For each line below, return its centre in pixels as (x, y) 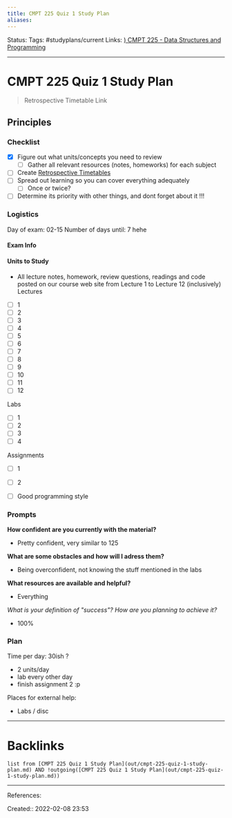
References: (24, 795)
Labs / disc (33, 711)
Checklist (23, 142)
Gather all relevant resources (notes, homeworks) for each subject (122, 165)
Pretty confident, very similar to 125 (68, 543)
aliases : (20, 20)
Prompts (22, 514)
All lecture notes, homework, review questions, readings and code (111, 277)
